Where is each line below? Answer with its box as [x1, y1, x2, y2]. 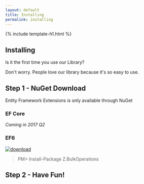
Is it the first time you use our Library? [5, 59, 85, 65]
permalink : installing [5, 17, 53, 22]
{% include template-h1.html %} [5, 31, 72, 37]
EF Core [5, 110, 25, 117]
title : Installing [5, 12, 44, 17]
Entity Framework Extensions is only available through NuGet [5, 97, 133, 103]
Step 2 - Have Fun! [5, 170, 65, 179]
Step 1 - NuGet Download [5, 84, 86, 92]
